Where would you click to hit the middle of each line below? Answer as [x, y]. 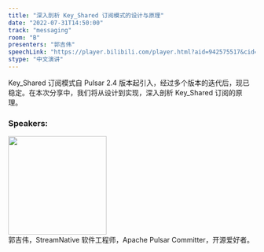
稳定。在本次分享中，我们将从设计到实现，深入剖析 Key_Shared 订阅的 [122, 92]
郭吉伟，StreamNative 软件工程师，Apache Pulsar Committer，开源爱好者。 [131, 240]
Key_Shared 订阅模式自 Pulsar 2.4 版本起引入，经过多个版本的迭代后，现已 [129, 83]
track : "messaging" [40, 30]
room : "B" [24, 37]
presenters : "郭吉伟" [42, 45]
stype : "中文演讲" [36, 60]
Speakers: [28, 123]
